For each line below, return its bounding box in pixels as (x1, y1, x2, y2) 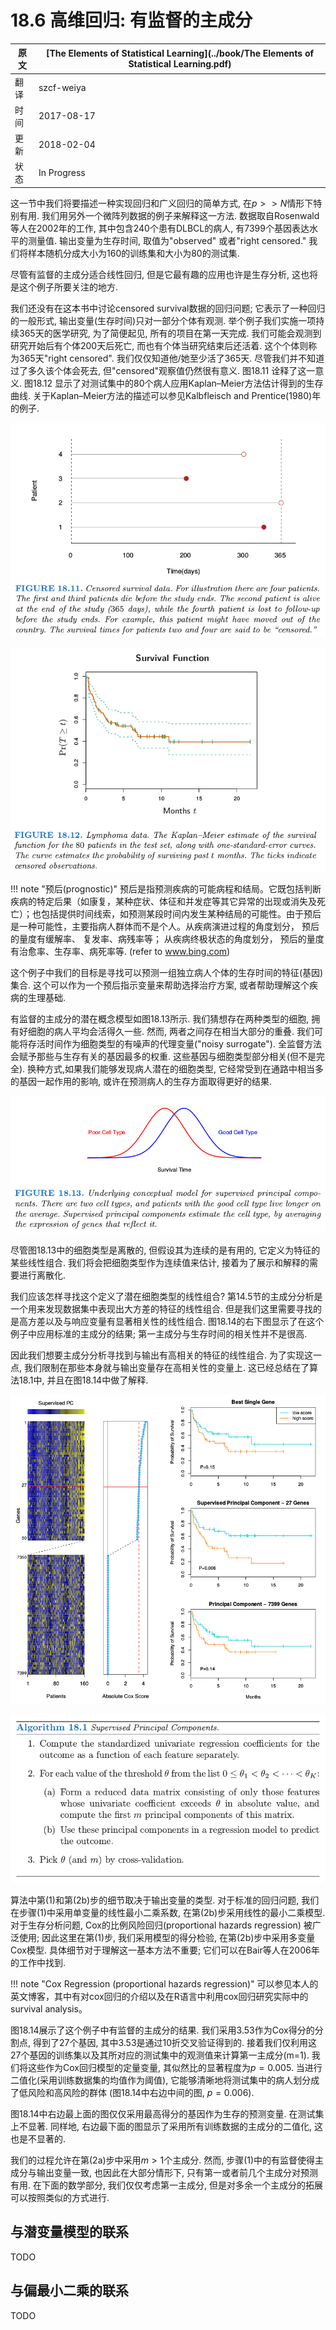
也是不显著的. (10, 2132, 67, 2145)
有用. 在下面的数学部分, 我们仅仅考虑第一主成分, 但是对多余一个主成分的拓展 (10, 2179, 323, 2191)
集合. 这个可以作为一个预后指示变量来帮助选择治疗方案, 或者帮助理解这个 (10, 979, 310, 991)
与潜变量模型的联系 (10, 2224, 129, 2241)
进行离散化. (18, 1269, 67, 1281)
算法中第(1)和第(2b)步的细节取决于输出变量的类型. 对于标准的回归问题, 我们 (10, 1894, 320, 1906)
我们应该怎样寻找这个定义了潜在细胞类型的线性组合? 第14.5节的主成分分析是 (10, 1290, 323, 1302)
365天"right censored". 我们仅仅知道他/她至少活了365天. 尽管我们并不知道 (18, 352, 325, 364)
